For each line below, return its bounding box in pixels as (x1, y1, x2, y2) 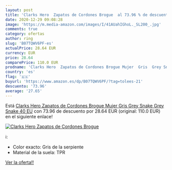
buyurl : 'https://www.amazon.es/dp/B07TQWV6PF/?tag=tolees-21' (5, 79, 143, 84)
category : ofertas (5, 31, 45, 36)
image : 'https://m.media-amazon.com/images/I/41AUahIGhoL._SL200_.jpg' (5, 22, 161, 27)
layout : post (5, 7, 33, 13)
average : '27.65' (5, 88, 42, 94)
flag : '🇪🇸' (5, 74, 31, 79)
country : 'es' (5, 70, 36, 75)
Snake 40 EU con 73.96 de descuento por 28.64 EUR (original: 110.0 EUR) (5, 108, 161, 114)
